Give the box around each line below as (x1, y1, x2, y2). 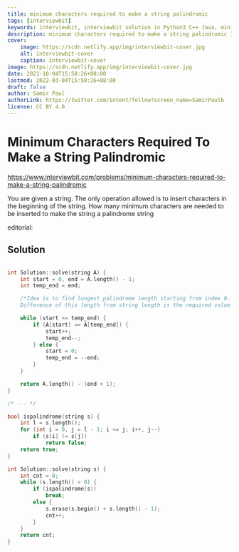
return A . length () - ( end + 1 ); (20, 380, 116, 387)
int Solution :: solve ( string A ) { (7, 269, 107, 276)
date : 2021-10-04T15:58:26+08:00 (7, 70, 107, 77)
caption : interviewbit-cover (20, 57, 107, 64)
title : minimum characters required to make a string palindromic (7, 10, 208, 18)
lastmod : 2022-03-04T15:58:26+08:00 (7, 76, 116, 84)
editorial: (7, 223, 33, 232)
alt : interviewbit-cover (20, 51, 94, 58)
